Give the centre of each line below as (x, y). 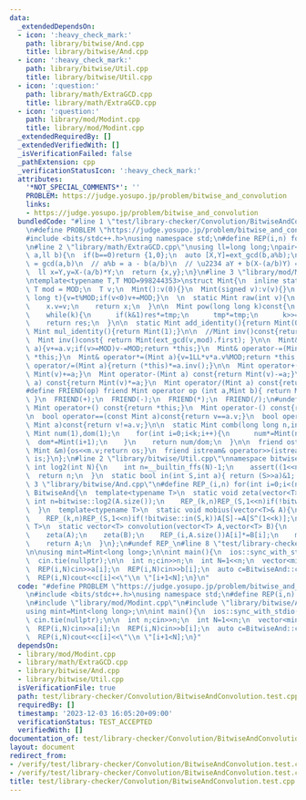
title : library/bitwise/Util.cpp (89, 78)
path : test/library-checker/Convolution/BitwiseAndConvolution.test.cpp (158, 696)
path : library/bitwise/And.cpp (85, 43)
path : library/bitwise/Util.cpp (87, 69)
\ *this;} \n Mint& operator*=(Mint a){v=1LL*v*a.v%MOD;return (148, 357)
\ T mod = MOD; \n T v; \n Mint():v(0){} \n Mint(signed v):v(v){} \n (161, 289)
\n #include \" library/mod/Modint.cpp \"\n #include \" (128, 603)
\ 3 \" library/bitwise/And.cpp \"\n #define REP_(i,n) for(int (144, 484)
